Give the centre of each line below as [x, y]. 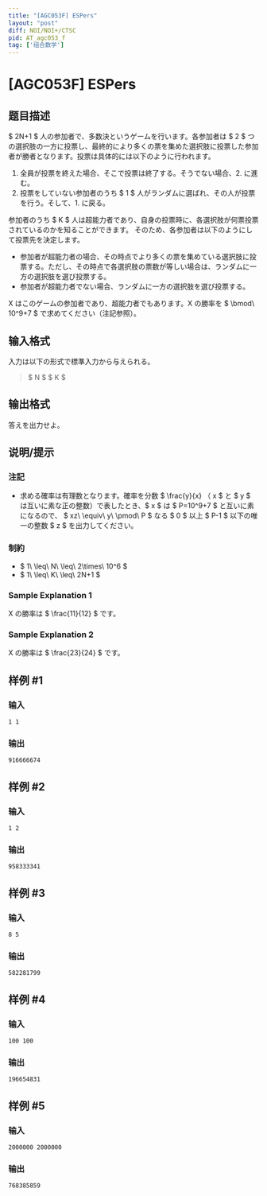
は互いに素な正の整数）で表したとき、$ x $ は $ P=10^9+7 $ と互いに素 [137, 506]
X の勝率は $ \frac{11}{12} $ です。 [64, 614]
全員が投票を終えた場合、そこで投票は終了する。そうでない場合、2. [131, 173]
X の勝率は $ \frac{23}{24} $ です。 [66, 653]
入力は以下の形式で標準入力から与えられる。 [81, 361]
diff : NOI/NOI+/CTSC [43, 30]
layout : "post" [33, 23]
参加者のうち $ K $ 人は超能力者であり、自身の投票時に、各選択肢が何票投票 [133, 220]
